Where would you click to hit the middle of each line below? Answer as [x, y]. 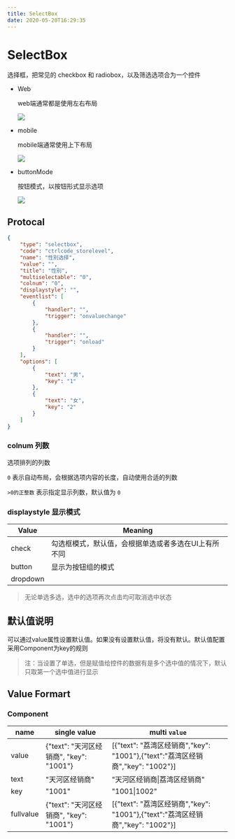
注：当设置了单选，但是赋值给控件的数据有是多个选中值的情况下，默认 [126, 663]
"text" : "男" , [65, 375]
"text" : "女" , [65, 401]
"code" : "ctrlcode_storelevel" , [67, 251]
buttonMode [35, 172]
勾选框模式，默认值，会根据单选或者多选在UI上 [128, 544]
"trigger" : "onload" [74, 342]
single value [76, 732]
